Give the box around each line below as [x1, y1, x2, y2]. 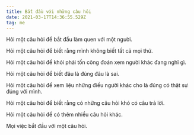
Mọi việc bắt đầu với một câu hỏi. [6, 123, 88, 130]
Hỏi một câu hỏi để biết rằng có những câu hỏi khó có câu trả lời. [6, 99, 165, 107]
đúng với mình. [6, 88, 43, 95]
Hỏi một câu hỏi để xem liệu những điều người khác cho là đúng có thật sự [6, 82, 188, 89]
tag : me [6, 20, 26, 25]
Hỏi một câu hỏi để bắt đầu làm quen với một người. [6, 36, 132, 43]
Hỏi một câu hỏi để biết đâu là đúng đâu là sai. [6, 70, 120, 78]
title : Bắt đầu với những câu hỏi [6, 8, 92, 15]
